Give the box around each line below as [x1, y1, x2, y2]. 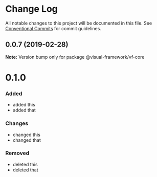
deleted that [12, 167, 38, 173]
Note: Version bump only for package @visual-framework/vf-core [5, 54, 145, 60]
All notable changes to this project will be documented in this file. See [5, 20, 152, 26]
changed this [12, 131, 41, 138]
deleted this [12, 161, 38, 167]
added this [12, 102, 36, 108]
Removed [5, 149, 30, 157]
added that [12, 107, 36, 113]
